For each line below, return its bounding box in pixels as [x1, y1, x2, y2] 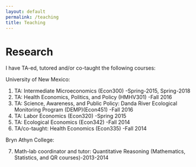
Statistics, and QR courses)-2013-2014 [14, 154, 109, 161]
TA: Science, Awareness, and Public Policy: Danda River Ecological [14, 100, 178, 107]
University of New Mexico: [5, 76, 70, 83]
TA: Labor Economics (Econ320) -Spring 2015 [14, 113, 127, 120]
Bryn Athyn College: [5, 136, 54, 143]
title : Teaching [5, 19, 46, 25]
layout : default [5, 8, 46, 15]
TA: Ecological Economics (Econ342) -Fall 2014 [14, 119, 131, 126]
